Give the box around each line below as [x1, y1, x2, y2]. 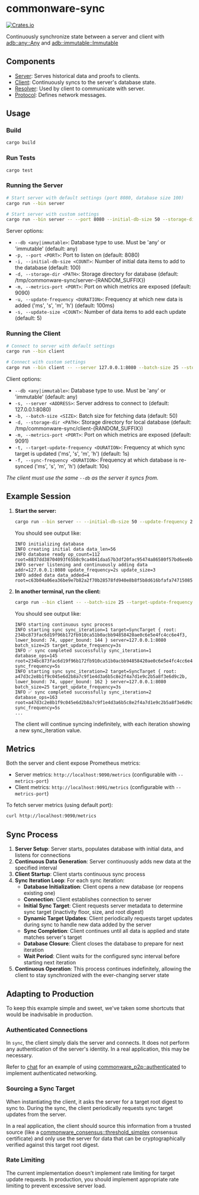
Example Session [6, 491, 71, 502]
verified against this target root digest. [6, 1141, 99, 1148]
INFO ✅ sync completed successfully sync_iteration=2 [14, 689, 152, 695]
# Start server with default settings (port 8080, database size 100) [6, 195, 184, 201]
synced [14, 463, 34, 470]
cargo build [6, 140, 36, 146]
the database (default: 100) [14, 264, 81, 272]
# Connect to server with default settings [6, 343, 115, 349]
